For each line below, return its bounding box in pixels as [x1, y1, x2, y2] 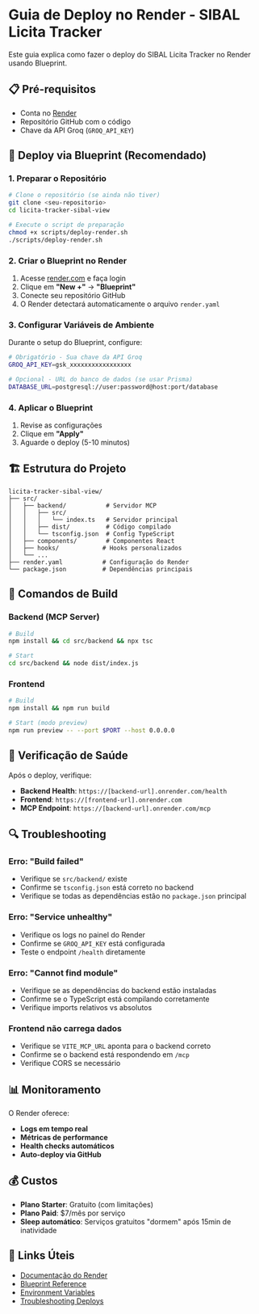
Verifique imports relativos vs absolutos [19, 1002, 152, 1012]
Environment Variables [19, 1287, 95, 1297]
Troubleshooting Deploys [19, 1295, 104, 1306]
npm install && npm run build [8, 705, 111, 713]
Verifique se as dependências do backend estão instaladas [19, 985, 217, 995]
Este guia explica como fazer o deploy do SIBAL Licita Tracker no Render [8, 49, 252, 59]
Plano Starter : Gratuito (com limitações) [19, 1199, 154, 1209]
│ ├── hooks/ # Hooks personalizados [8, 544, 182, 552]
